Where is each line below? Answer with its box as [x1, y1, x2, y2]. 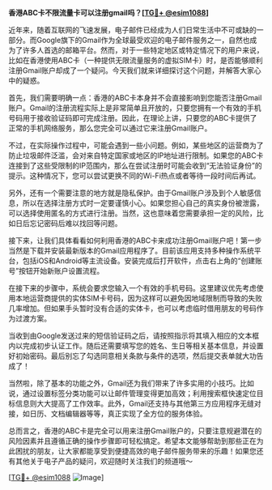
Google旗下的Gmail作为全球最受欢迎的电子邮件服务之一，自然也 [36, 36, 250, 45]
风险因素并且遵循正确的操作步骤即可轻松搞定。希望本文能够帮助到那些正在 [8, 437, 257, 445]
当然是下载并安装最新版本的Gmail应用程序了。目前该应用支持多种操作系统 [8, 246, 255, 255]
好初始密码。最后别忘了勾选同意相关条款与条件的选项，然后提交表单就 [8, 352, 243, 360]
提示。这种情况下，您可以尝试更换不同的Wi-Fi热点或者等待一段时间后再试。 [8, 171, 261, 181]
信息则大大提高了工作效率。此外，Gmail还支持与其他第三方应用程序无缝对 [15, 398, 261, 408]
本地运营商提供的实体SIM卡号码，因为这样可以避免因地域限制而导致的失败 [15, 293, 263, 303]
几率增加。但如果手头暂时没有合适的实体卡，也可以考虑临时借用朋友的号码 [8, 304, 257, 313]
